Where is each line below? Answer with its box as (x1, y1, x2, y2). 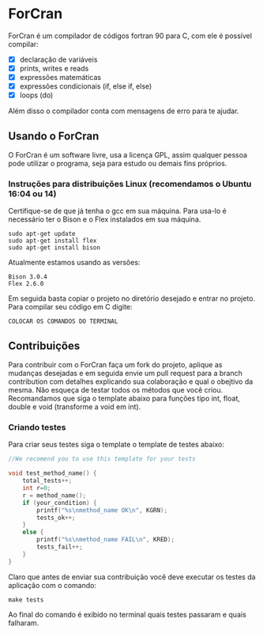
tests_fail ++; (36, 543, 83, 551)
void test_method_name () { (8, 469, 97, 477)
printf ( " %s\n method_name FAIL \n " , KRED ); (36, 536, 175, 544)
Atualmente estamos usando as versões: (8, 258, 141, 268)
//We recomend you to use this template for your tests (8, 455, 196, 463)
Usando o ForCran (8, 129, 100, 142)
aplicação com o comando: (8, 580, 97, 590)
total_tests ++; (22, 476, 73, 485)
